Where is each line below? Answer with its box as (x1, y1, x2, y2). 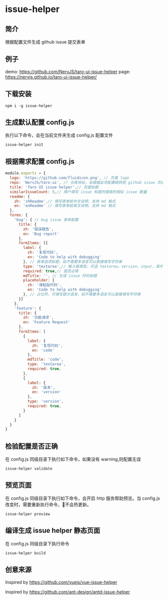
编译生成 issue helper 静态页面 (5, 526, 100, 535)
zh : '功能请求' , (23, 315, 54, 320)
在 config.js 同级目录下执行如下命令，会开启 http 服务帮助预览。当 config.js (5, 495, 160, 501)
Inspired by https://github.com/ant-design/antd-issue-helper (5, 588, 130, 594)
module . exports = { (5, 171, 46, 176)
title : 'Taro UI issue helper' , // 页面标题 (9, 184, 99, 190)
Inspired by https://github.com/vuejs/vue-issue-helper (5, 579, 117, 585)
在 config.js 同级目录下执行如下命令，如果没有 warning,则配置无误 (5, 456, 141, 462)
